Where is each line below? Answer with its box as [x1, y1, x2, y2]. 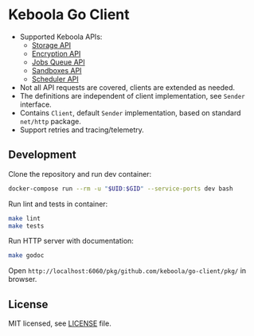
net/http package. [19, 116, 81, 126]
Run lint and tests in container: [8, 199, 108, 209]
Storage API [31, 40, 72, 49]
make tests [8, 221, 45, 230]
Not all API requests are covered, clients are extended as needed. [19, 82, 236, 92]
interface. [19, 100, 52, 109]
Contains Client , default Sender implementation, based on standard [19, 107, 241, 117]
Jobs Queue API [31, 57, 85, 67]
